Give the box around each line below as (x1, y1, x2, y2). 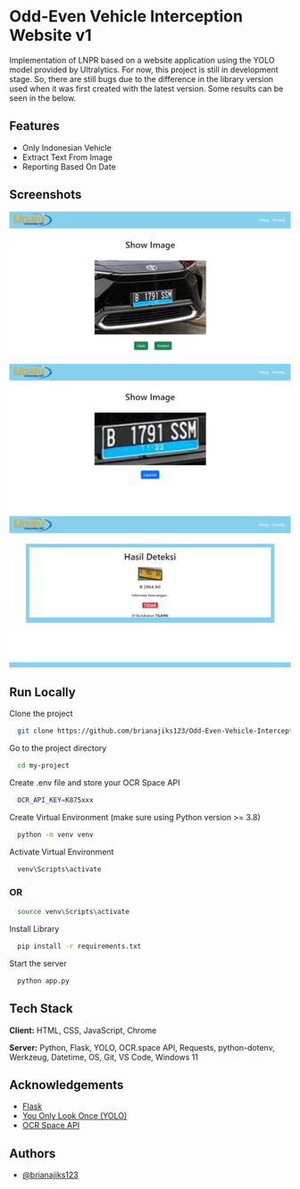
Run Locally (9, 685, 76, 700)
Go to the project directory (9, 743, 107, 753)
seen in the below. (9, 92, 77, 104)
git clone (17, 727, 54, 736)
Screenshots (9, 187, 82, 203)
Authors (9, 1145, 56, 1161)
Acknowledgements (9, 1077, 124, 1093)
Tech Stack (9, 1002, 73, 1017)
